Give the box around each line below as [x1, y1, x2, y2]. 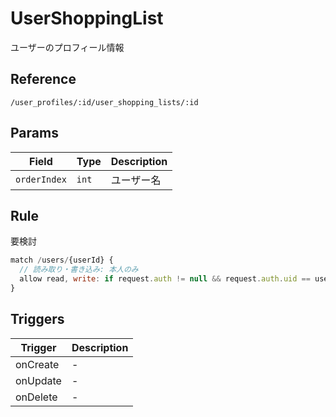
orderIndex [15, 173, 67, 185]
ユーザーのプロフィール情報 [10, 41, 125, 53]
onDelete [15, 390, 58, 404]
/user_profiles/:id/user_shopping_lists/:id [10, 97, 199, 107]
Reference [10, 71, 77, 88]
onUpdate [15, 373, 62, 387]
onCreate [15, 357, 60, 371]
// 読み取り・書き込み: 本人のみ [19, 265, 139, 275]
